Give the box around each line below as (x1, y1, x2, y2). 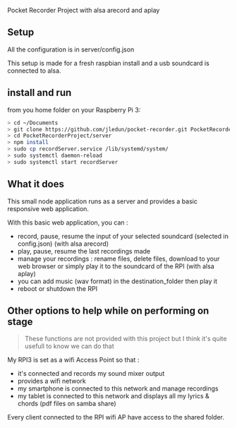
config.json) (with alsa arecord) (17, 239, 109, 248)
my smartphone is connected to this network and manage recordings (17, 384, 219, 393)
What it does (7, 178, 65, 190)
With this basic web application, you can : (7, 218, 128, 227)
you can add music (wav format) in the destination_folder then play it (17, 277, 217, 285)
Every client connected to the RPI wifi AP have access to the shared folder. (7, 413, 224, 422)
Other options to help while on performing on (7, 304, 209, 316)
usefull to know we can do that (24, 342, 114, 350)
